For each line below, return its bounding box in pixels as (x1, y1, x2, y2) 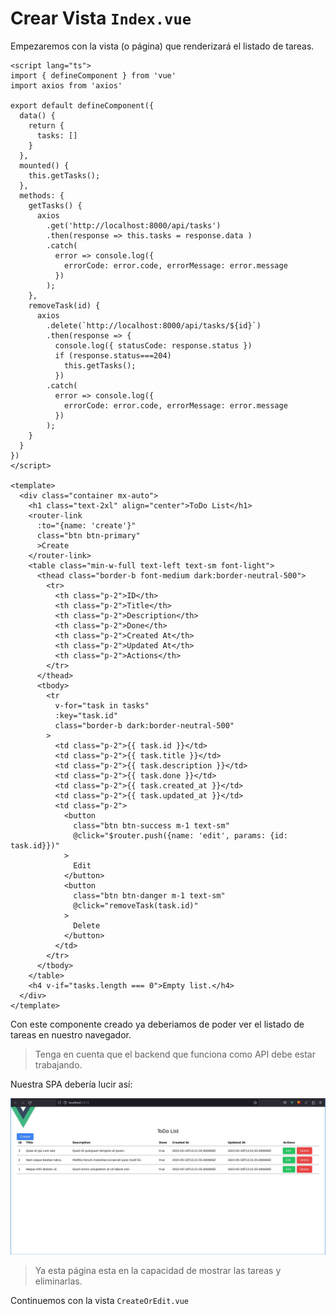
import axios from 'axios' (10, 80, 123, 91)
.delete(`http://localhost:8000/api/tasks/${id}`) (46, 320, 262, 331)
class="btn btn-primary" (36, 530, 141, 541)
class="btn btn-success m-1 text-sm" (73, 820, 230, 831)
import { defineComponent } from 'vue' (10, 70, 177, 81)
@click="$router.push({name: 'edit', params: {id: (73, 830, 288, 841)
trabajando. (34, 1058, 83, 1071)
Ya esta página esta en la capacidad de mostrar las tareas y (34, 1264, 282, 1276)
